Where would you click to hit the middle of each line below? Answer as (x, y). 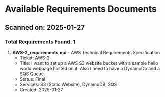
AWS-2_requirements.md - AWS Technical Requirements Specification (86, 52)
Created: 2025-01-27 (41, 90)
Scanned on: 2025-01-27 (45, 28)
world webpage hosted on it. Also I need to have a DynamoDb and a (90, 68)
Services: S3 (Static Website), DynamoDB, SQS (68, 84)
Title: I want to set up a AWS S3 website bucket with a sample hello (89, 63)
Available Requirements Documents (81, 9)
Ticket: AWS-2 (35, 58)
